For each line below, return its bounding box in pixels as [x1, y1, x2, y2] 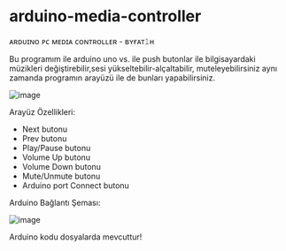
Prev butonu [21, 133, 67, 143]
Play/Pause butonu [21, 142, 91, 153]
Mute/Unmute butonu [21, 171, 101, 181]
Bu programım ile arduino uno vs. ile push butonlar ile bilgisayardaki [9, 53, 256, 64]
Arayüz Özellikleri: [9, 106, 76, 117]
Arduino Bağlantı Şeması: [9, 197, 101, 208]
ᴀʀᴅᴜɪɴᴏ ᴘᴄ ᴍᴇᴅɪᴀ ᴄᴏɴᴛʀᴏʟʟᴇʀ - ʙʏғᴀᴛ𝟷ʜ [9, 35, 155, 46]
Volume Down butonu [21, 161, 102, 171]
